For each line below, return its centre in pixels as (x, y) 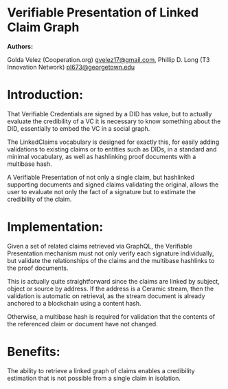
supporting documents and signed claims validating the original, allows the (113, 185)
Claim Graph (43, 27)
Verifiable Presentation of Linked (103, 13)
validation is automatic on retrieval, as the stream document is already (106, 296)
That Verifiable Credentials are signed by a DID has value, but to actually (110, 114)
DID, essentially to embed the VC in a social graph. (79, 128)
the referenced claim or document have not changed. (82, 324)
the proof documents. (38, 268)
